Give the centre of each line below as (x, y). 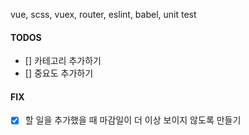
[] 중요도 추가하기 (59, 73)
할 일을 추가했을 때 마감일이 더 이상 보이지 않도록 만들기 (133, 120)
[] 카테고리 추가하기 (63, 61)
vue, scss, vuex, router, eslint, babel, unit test (103, 14)
